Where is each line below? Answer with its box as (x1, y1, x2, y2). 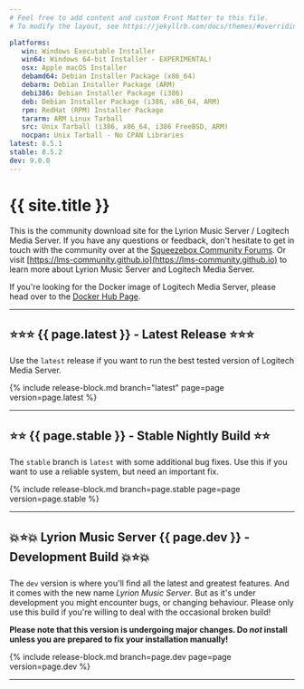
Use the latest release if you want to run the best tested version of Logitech (9, 355, 295, 366)
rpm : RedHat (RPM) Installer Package (21, 105, 165, 114)
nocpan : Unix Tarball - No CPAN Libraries (21, 131, 184, 141)
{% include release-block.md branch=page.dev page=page (9, 652, 233, 662)
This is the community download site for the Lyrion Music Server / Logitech (9, 225, 290, 236)
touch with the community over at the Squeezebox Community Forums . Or (9, 244, 287, 255)
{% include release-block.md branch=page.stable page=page (9, 484, 241, 495)
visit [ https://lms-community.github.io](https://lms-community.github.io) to (9, 254, 288, 265)
